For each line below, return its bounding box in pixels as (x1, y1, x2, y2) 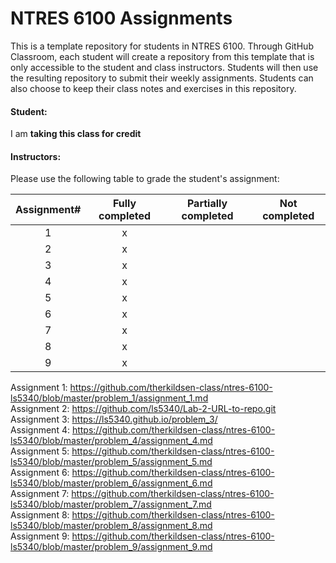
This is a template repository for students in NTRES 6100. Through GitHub (10, 40, 314, 52)
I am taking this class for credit (10, 128, 142, 140)
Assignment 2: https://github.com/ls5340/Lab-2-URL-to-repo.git (10, 403, 277, 415)
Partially (186, 197, 228, 211)
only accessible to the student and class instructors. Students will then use (10, 61, 319, 73)
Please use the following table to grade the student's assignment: (10, 173, 280, 185)
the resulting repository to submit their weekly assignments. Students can (10, 72, 314, 84)
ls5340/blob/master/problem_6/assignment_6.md (10, 477, 213, 489)
